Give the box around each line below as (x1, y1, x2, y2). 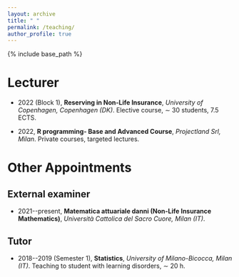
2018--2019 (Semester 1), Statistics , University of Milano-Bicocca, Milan (17, 254, 233, 262)
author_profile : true (7, 30, 72, 38)
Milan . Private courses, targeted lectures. (17, 135, 140, 143)
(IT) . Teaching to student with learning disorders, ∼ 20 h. (17, 261, 185, 270)
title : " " (7, 17, 40, 24)
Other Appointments (7, 160, 132, 176)
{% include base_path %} (7, 50, 83, 58)
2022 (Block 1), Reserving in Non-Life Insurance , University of (17, 98, 203, 107)
